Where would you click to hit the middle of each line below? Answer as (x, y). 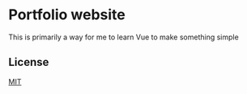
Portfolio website (67, 15)
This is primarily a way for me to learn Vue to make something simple (123, 37)
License (29, 62)
